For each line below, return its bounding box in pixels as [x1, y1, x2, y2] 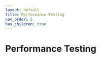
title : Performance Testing [5, 12, 65, 17]
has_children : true [5, 21, 47, 27]
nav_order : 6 [5, 17, 33, 22]
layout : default [5, 7, 40, 13]
